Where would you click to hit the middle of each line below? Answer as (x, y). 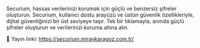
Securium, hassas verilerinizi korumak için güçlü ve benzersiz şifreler (92, 9)
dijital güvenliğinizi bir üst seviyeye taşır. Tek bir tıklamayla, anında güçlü (95, 21)
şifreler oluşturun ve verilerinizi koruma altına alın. (68, 27)
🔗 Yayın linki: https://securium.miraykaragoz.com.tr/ (70, 39)
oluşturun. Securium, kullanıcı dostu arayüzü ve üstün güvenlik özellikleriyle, (100, 15)
